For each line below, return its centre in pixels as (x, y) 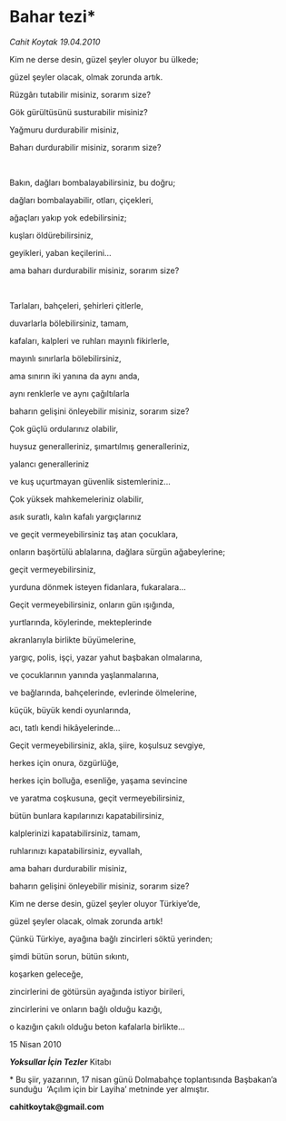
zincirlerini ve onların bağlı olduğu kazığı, (86, 1008)
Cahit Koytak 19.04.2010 (55, 42)
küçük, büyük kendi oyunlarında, (70, 710)
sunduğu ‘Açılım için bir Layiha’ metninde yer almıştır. (109, 1089)
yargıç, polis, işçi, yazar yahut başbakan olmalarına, (106, 657)
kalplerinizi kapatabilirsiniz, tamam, (75, 833)
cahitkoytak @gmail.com (57, 1106)
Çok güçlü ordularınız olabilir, (64, 428)
